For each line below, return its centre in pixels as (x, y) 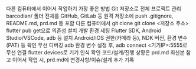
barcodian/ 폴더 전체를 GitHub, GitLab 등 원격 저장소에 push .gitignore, (90, 16)
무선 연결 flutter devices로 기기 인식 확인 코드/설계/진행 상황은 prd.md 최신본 (95, 52)
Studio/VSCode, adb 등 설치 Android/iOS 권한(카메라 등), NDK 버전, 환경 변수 (97, 38)
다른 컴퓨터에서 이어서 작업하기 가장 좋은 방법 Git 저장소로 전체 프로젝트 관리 (94, 8)
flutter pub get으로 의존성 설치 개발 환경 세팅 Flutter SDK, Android (84, 30)
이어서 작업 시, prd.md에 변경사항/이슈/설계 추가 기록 (73, 60)
